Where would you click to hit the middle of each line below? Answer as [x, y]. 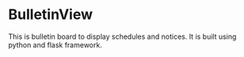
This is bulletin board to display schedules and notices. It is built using [122, 36]
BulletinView [51, 15]
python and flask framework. [55, 44]
